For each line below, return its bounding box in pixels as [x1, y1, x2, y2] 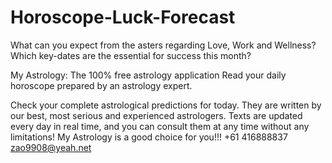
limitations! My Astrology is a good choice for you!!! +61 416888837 [10, 131, 288, 143]
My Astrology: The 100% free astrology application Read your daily [10, 69, 287, 81]
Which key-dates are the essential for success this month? [10, 49, 252, 61]
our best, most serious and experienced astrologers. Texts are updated [10, 109, 303, 121]
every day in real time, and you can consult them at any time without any [10, 120, 310, 132]
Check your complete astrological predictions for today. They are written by [10, 99, 322, 111]
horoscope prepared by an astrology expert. [10, 79, 193, 91]
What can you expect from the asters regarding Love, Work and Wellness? [10, 39, 317, 51]
